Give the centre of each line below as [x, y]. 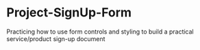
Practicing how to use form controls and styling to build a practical [100, 32]
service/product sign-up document [56, 38]
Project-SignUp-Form [69, 13]
